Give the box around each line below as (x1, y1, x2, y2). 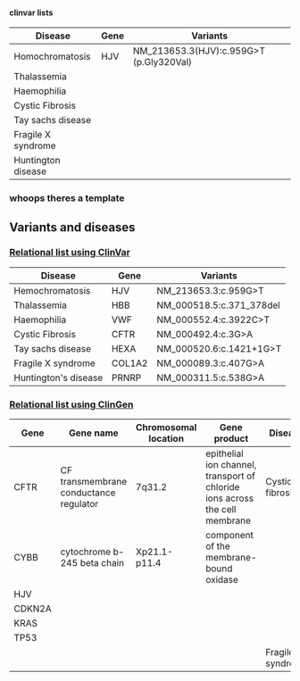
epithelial (204, 447, 244, 460)
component (204, 529, 254, 542)
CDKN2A (13, 602, 52, 615)
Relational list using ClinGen (9, 398, 134, 411)
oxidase (204, 574, 239, 586)
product (213, 433, 249, 445)
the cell (204, 503, 237, 516)
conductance (60, 486, 116, 499)
